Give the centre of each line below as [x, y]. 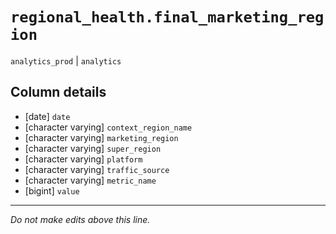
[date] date [47, 116]
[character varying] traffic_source [97, 169]
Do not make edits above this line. [80, 219]
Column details [58, 92]
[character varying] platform [83, 159]
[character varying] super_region [93, 148]
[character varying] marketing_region [101, 137]
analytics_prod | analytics [66, 60]
